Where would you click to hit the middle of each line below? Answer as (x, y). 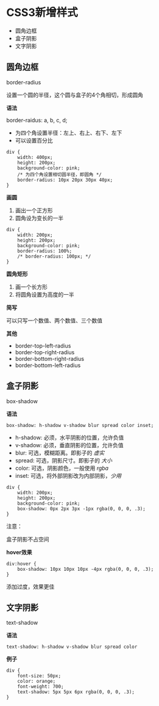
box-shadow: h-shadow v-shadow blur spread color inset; (80, 425)
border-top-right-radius (45, 352)
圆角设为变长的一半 (39, 218)
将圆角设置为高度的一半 (44, 294)
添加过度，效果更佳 (30, 586)
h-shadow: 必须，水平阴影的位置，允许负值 (69, 437)
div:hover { (21, 563)
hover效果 (19, 552)
